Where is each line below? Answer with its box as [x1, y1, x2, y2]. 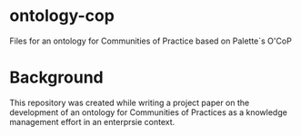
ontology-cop [9, 5, 115, 26]
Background [9, 67, 104, 88]
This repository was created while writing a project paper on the [9, 97, 250, 108]
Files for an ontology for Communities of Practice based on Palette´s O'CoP [9, 35, 293, 46]
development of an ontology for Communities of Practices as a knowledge [9, 106, 288, 118]
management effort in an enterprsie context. [9, 116, 176, 127]
